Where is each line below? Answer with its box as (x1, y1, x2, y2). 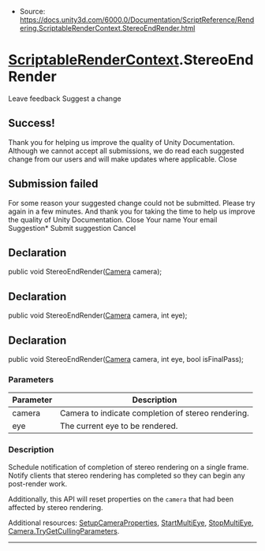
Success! (8, 117, 55, 130)
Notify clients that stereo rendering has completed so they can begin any (8, 471, 246, 480)
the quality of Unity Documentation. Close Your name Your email (8, 214, 218, 224)
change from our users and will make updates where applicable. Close (8, 154, 237, 164)
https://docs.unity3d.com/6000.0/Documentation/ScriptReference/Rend (19, 15, 255, 24)
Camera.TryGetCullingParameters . (8, 526, 120, 535)
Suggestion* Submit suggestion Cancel (8, 223, 136, 233)
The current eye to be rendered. (59, 421, 178, 432)
